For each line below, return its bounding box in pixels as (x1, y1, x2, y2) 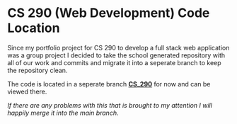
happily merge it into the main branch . (7, 108, 119, 117)
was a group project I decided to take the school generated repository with (7, 51, 226, 60)
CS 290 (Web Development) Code (7, 5, 210, 21)
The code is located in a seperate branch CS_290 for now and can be (7, 79, 211, 88)
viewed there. (7, 87, 47, 96)
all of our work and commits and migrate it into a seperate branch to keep (7, 58, 221, 67)
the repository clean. (7, 66, 68, 74)
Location (7, 20, 60, 36)
